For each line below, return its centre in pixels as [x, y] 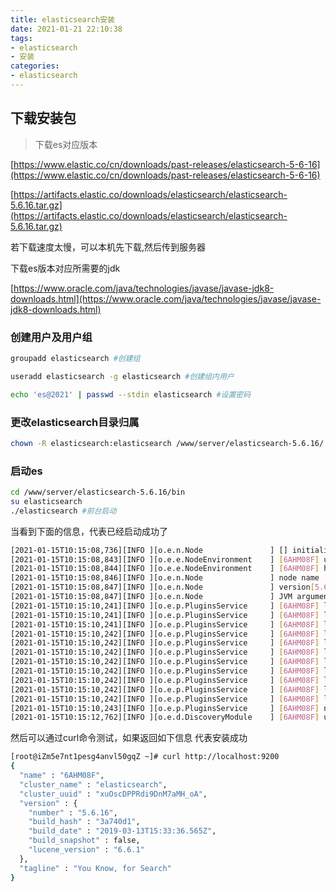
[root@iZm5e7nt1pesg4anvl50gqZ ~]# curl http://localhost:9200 [145, 757]
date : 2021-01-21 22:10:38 [66, 29]
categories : [35, 66]
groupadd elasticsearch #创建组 [75, 358]
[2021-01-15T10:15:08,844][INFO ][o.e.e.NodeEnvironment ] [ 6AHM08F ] [165, 569]
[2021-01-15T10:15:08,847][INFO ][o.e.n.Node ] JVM [151, 597]
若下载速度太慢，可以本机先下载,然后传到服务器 [108, 247]
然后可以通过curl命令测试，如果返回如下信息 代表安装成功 [129, 738]
